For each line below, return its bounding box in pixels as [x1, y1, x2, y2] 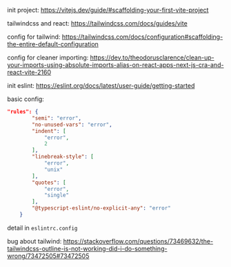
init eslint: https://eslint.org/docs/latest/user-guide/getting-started [7, 82, 195, 89]
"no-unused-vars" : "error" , [32, 121, 112, 128]
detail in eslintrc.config [7, 223, 78, 232]
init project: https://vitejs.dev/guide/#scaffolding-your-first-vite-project [7, 6, 209, 14]
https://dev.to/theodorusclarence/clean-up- [90, 53, 215, 62]
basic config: [7, 95, 45, 103]
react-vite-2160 [7, 68, 52, 76]
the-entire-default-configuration [7, 40, 99, 48]
